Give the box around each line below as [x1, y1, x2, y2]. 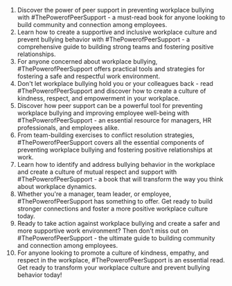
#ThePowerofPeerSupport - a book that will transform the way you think [17, 175, 224, 183]
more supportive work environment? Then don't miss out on [17, 226, 189, 235]
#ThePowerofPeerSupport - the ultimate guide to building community [17, 234, 215, 242]
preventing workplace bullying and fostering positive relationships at [17, 145, 213, 154]
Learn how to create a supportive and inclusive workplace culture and [17, 28, 217, 36]
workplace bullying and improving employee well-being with [17, 109, 189, 117]
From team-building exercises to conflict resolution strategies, [17, 131, 195, 139]
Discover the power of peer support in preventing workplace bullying [17, 6, 215, 14]
